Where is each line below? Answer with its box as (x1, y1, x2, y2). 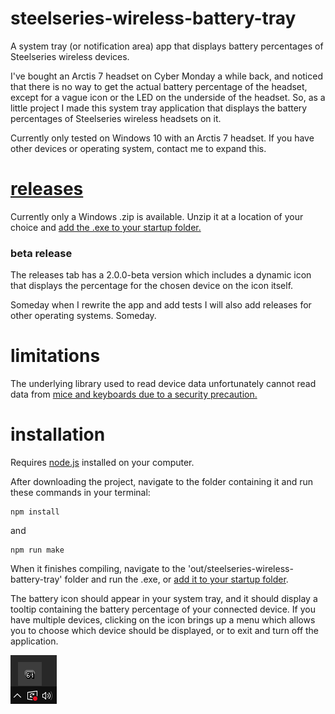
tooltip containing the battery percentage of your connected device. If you (10, 603, 316, 616)
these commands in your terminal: (10, 487, 151, 499)
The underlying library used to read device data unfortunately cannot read (10, 378, 317, 390)
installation (10, 423, 106, 446)
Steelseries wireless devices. (10, 50, 130, 62)
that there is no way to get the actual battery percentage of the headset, (10, 80, 308, 92)
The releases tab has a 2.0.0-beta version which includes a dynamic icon (10, 269, 312, 281)
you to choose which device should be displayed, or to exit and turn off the (10, 625, 320, 637)
